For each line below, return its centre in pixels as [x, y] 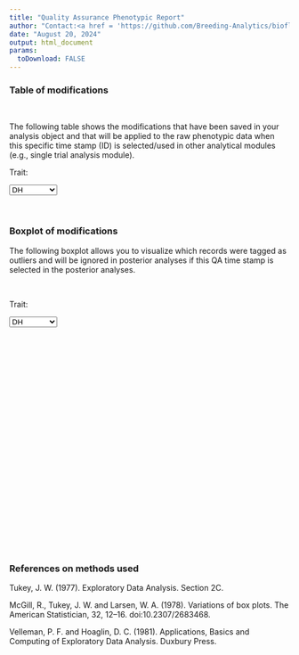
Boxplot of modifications [64, 231]
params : [24, 51]
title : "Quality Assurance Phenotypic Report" [97, 17]
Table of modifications [59, 90]
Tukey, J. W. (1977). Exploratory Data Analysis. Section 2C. [117, 587]
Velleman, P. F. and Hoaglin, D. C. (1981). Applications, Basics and [129, 631]
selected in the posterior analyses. [73, 269]
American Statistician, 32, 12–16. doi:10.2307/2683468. [110, 614]
